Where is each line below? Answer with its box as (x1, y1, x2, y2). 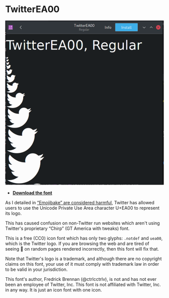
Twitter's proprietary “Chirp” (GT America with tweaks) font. (5, 225, 130, 231)
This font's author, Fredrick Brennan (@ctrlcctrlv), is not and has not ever (5, 276, 157, 282)
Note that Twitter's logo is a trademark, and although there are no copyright (5, 256, 162, 262)
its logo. (5, 210, 22, 216)
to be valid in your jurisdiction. (5, 266, 68, 273)
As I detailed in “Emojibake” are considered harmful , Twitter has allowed (5, 200, 155, 206)
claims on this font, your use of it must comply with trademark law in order (5, 261, 159, 267)
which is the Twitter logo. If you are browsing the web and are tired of (5, 241, 149, 247)
